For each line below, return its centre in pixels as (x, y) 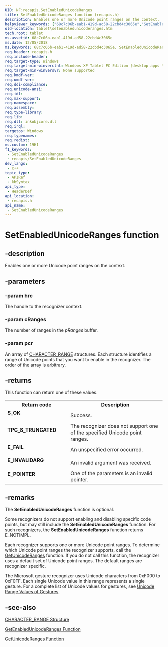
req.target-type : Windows (32, 61)
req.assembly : (20, 108)
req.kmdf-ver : (20, 75)
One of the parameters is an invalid (112, 473)
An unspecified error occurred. (107, 450)
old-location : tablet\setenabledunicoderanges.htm (59, 29)
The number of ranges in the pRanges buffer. (52, 330)
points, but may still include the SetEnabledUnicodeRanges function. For (80, 525)
